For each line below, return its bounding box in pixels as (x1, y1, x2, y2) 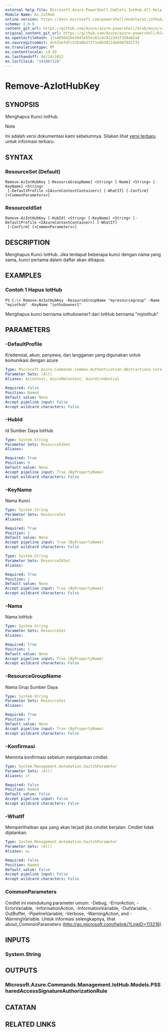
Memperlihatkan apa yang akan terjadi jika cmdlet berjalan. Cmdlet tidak (5, 824, 154, 831)
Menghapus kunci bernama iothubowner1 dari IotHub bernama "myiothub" (5, 311, 159, 317)
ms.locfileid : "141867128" (5, 59, 61, 64)
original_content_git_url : (5, 31, 61, 36)
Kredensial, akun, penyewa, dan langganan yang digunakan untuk (5, 352, 141, 358)
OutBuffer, (5, 910, 26, 916)
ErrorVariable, (5, 905, 34, 911)
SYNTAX (5, 153, 33, 161)
